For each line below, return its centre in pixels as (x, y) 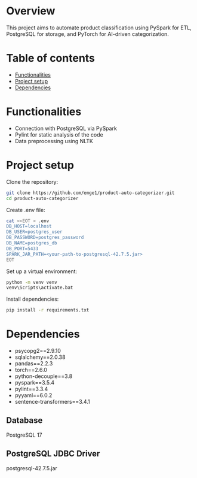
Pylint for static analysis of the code (59, 134)
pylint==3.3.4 (31, 389)
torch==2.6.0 (31, 370)
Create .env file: (26, 210)
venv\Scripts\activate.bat (40, 288)
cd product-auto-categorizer (42, 198)
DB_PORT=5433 (22, 249)
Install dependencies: (33, 299)
